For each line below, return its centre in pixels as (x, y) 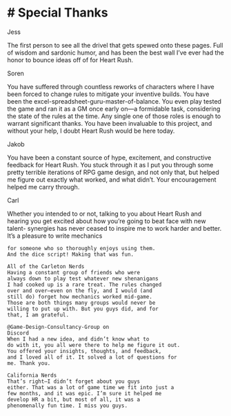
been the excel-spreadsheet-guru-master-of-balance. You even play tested (114, 101)
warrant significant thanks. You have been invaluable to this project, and (110, 123)
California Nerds (32, 375)
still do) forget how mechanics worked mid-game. (80, 296)
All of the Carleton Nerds (46, 266)
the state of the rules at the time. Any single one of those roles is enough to (114, 116)
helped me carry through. (43, 187)
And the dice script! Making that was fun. (71, 254)
